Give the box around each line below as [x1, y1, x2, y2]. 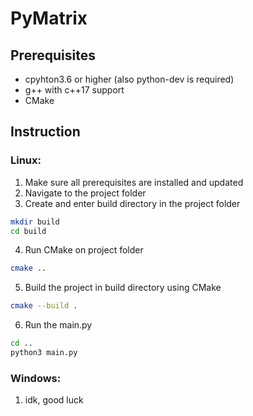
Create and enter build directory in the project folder [24, 197, 241, 209]
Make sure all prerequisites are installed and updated [24, 176, 244, 188]
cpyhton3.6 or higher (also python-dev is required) [24, 73, 235, 85]
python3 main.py [10, 348, 78, 358]
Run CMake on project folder [24, 244, 144, 256]
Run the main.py [24, 319, 93, 331]
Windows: [10, 371, 62, 385]
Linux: [10, 153, 42, 167]
